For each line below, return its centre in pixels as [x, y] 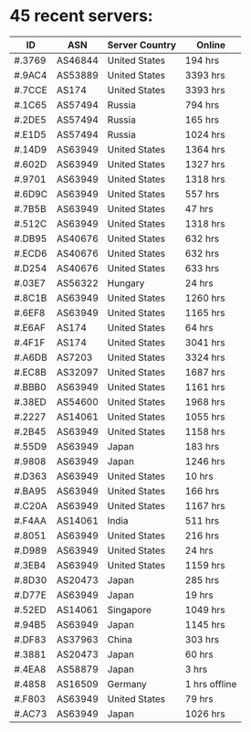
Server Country [141, 45]
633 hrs [202, 268]
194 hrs [202, 60]
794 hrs [202, 104]
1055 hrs [205, 417]
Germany [127, 684]
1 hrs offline [211, 684]
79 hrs [199, 698]
